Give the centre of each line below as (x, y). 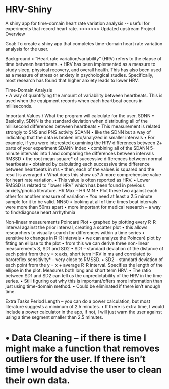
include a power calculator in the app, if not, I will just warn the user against (84, 312)
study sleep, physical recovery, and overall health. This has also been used (83, 70)
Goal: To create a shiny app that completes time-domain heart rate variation (84, 43)
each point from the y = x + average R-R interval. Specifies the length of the (84, 265)
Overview (15, 34)
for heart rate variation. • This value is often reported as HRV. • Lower (78, 180)
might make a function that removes (82, 348)
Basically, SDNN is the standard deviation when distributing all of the (76, 121)
